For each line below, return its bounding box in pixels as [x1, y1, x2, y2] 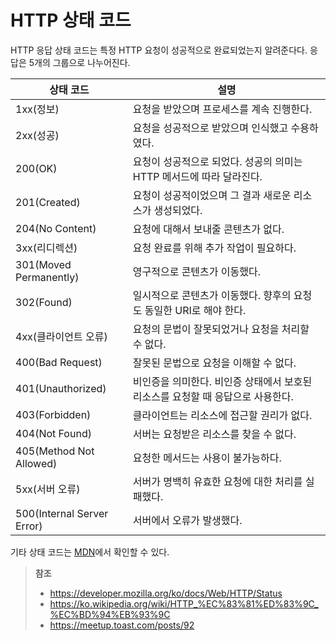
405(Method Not [15, 444, 95, 458]
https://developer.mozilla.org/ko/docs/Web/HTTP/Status [49, 587, 283, 599]
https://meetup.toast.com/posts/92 [49, 619, 195, 631]
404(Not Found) [15, 426, 92, 440]
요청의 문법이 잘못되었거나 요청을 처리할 [132, 322, 310, 336]
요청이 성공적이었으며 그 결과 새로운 [132, 188, 292, 202]
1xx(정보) [15, 102, 60, 116]
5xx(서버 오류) [15, 482, 81, 496]
